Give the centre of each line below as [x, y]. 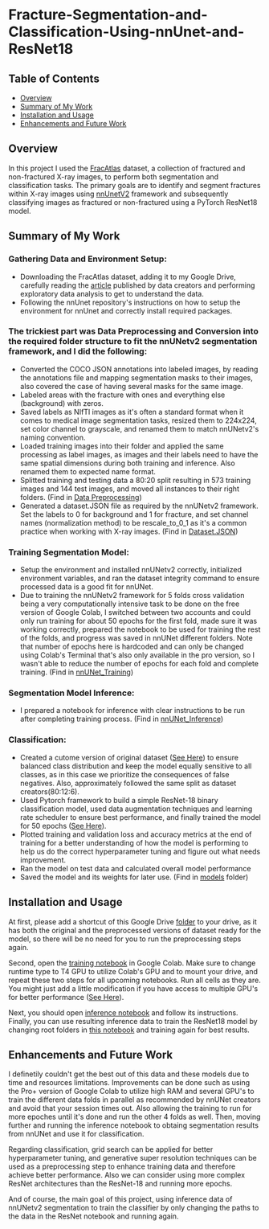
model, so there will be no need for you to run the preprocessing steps [125, 939]
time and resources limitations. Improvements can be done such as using [129, 1083]
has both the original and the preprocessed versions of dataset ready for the [135, 930]
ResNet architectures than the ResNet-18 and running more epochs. [120, 1184]
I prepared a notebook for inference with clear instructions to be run [132, 711]
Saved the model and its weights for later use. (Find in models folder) [134, 877]
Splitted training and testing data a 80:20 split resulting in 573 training [135, 480]
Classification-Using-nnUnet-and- [126, 32]
